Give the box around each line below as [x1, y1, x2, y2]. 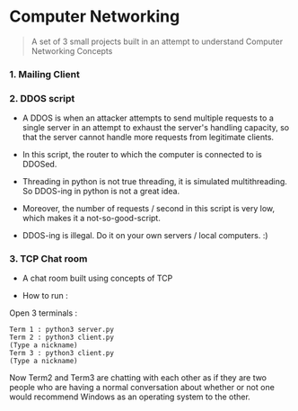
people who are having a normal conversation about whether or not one [9, 382, 276, 393]
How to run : [22, 290, 69, 301]
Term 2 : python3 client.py [9, 333, 115, 343]
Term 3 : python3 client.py [9, 349, 115, 358]
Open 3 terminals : [9, 308, 78, 318]
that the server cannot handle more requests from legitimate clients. [22, 132, 275, 143]
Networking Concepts [31, 45, 113, 56]
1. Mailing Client [9, 67, 81, 80]
